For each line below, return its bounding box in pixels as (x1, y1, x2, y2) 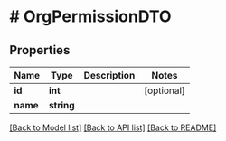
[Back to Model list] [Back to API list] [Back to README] (9, 122, 217, 133)
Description (83, 70, 136, 81)
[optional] (143, 84, 185, 97)
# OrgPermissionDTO (9, 6, 172, 27)
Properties (9, 42, 71, 58)
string (48, 99, 75, 111)
